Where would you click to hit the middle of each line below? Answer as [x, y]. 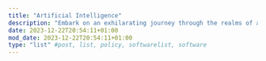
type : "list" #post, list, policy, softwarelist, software [108, 45]
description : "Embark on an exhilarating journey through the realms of [131, 23]
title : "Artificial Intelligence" [65, 15]
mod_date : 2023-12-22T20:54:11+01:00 [70, 38]
